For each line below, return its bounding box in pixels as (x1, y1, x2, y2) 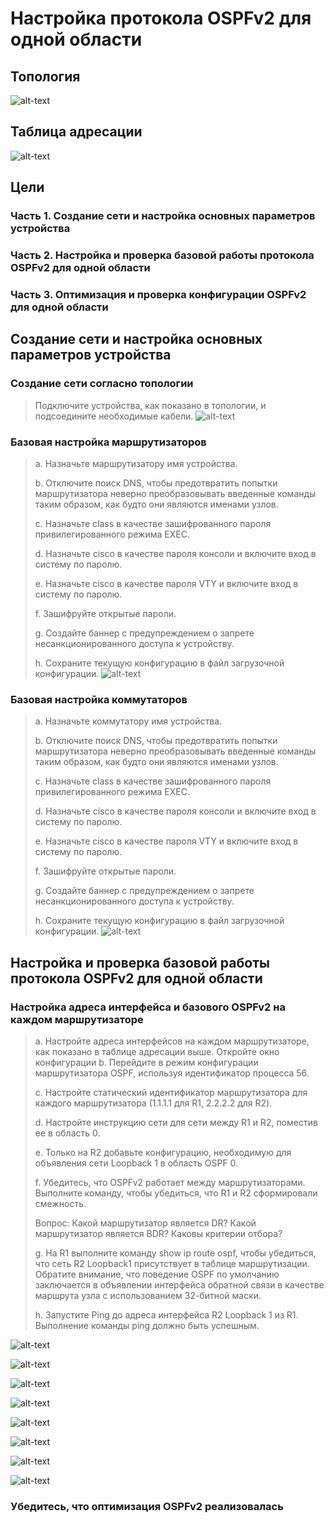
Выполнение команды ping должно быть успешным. (34, 1319, 260, 1331)
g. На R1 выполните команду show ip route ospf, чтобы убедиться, (34, 1247, 317, 1259)
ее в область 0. (34, 1127, 101, 1139)
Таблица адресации (10, 123, 143, 141)
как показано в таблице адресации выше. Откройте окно (34, 1045, 280, 1057)
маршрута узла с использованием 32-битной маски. (34, 1289, 262, 1301)
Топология (10, 68, 81, 85)
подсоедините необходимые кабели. (34, 410, 194, 422)
